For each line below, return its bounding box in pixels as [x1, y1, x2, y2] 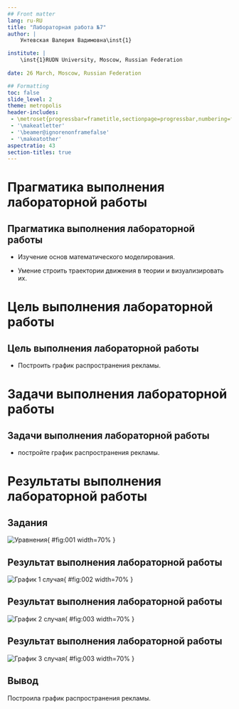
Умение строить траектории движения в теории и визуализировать [17, 266, 224, 275]
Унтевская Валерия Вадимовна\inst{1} [20, 37, 132, 44]
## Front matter [7, 10, 55, 18]
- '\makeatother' [10, 135, 62, 142]
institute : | [7, 50, 46, 57]
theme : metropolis [7, 103, 62, 110]
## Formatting [7, 83, 50, 90]
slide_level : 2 [7, 95, 53, 103]
